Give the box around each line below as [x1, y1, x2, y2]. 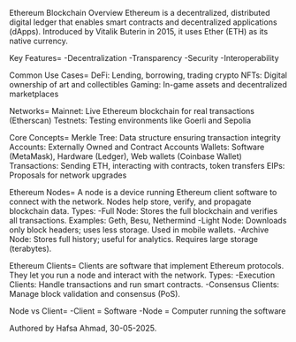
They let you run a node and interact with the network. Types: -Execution [9, 270, 276, 280]
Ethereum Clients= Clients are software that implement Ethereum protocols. [9, 261, 285, 270]
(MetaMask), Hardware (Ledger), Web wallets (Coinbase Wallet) [9, 151, 243, 162]
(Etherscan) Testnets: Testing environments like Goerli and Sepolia [9, 115, 252, 125]
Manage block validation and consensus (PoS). [9, 289, 181, 299]
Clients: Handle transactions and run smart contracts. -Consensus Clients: [9, 279, 280, 290]
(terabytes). [9, 243, 52, 254]
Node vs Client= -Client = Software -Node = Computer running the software [9, 306, 286, 316]
